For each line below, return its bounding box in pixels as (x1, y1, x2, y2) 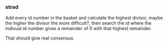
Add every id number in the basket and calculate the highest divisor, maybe (5, 15, 163, 21)
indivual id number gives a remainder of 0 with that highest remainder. (5, 25, 152, 31)
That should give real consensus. (5, 35, 75, 41)
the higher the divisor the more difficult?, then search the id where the (5, 20, 152, 26)
